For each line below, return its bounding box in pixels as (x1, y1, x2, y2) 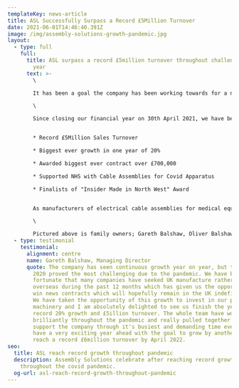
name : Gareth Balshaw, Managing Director (26, 257, 152, 264)
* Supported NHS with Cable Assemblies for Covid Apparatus (33, 172, 215, 180)
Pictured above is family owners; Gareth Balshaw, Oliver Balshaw (33, 231, 234, 238)
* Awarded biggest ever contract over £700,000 (33, 159, 176, 167)
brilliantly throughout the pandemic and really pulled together (33, 316, 231, 324)
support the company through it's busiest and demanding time (33, 323, 221, 330)
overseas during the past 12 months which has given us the (33, 283, 215, 290)
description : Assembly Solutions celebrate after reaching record (14, 356, 215, 363)
